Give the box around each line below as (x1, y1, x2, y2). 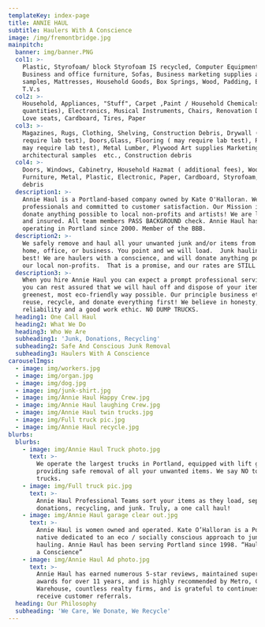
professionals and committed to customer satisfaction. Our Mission (22, 202, 252, 210)
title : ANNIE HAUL (8, 19, 69, 27)
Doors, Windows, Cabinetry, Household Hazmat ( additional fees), (22, 166, 245, 174)
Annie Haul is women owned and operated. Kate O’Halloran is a (36, 527, 248, 534)
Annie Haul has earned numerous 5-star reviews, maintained (36, 570, 238, 578)
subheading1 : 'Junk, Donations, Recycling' (15, 335, 160, 343)
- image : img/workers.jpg (15, 364, 101, 372)
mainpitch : (8, 41, 44, 49)
